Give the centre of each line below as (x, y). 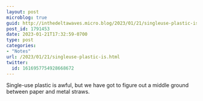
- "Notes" (19, 51)
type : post (20, 40)
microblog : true (27, 18)
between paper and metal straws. (48, 92)
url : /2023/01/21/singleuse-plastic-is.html (63, 57)
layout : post (23, 12)
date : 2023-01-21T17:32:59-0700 (47, 34)
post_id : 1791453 (28, 29)
